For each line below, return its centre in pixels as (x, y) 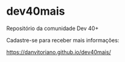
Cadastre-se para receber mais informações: (63, 40)
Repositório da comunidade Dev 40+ (52, 28)
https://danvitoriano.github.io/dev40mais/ (59, 52)
